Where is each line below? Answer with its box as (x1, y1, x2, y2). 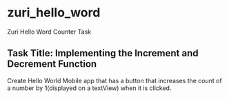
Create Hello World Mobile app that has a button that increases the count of (7, 76, 222, 85)
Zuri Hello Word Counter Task (7, 27, 92, 36)
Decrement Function (7, 58, 97, 70)
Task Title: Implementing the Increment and (7, 47, 199, 59)
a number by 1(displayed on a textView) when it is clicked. (7, 84, 172, 92)
